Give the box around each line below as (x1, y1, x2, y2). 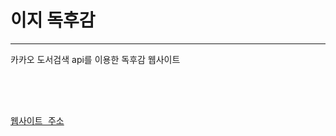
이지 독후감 (10, 9, 96, 32)
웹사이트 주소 (10, 115, 65, 126)
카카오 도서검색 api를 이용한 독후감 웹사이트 (10, 53, 181, 65)
